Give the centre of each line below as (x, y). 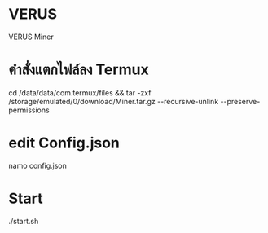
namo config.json (38, 165)
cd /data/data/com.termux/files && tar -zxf (80, 92)
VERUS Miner (31, 37)
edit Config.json (64, 143)
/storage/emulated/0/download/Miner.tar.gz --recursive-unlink (114, 101)
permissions (29, 110)
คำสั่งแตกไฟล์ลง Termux (79, 70)
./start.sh (24, 221)
